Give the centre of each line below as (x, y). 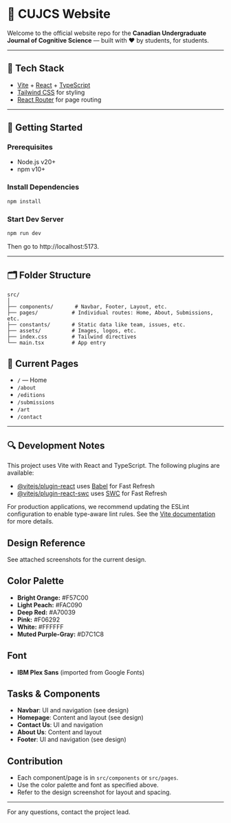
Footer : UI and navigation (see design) (72, 740)
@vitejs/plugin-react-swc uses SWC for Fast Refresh (92, 493)
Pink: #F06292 (38, 619)
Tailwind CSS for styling (51, 92)
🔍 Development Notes (56, 446)
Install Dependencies (43, 187)
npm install (24, 201)
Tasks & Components (54, 694)
